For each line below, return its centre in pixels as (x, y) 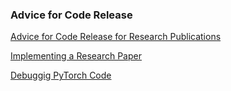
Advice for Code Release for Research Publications (116, 37)
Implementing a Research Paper (76, 56)
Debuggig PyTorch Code (61, 75)
